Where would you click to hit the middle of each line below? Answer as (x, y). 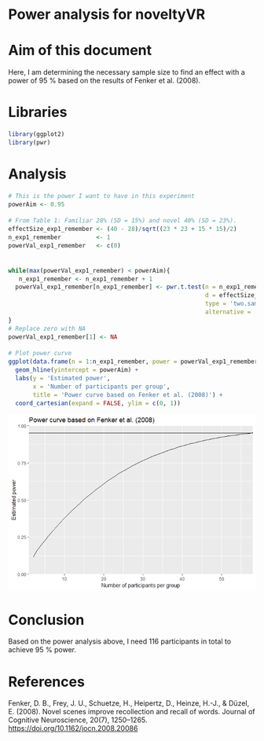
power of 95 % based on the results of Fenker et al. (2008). (104, 81)
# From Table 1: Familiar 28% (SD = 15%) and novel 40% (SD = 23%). (123, 221)
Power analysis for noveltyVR (107, 15)
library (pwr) (29, 142)
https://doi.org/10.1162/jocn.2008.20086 (73, 728)
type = (215, 304)
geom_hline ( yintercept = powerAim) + (77, 370)
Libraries (38, 112)
